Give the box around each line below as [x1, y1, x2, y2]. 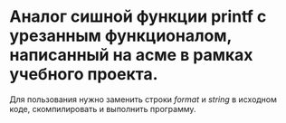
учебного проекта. [9, 64, 158, 85]
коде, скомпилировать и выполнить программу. [9, 103, 196, 114]
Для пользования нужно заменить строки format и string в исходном [9, 93, 278, 105]
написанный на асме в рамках [9, 45, 253, 65]
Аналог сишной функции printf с [9, 6, 267, 27]
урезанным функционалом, [9, 25, 233, 46]
